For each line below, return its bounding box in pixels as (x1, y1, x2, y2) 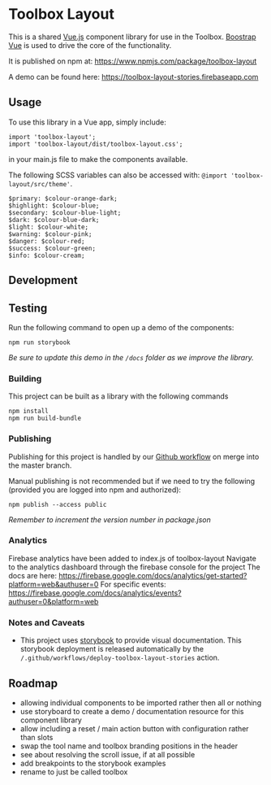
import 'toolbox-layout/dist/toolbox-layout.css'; (8, 140, 183, 148)
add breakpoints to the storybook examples (19, 758, 166, 768)
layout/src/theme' (8, 180, 71, 188)
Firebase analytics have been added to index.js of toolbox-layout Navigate (8, 553, 257, 563)
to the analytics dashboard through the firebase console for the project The (8, 562, 261, 572)
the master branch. (8, 460, 72, 470)
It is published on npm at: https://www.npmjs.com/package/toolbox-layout (8, 56, 257, 66)
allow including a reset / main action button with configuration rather (19, 723, 249, 733)
